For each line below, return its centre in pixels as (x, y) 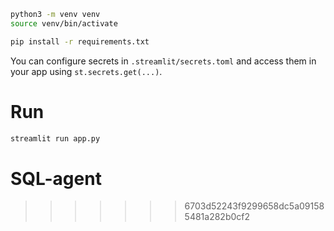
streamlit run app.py (55, 138)
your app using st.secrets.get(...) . (86, 71)
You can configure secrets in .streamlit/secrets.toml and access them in (163, 61)
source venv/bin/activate (64, 23)
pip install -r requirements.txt (80, 41)
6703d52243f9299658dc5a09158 (254, 206)
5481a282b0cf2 (217, 217)
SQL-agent (56, 178)
